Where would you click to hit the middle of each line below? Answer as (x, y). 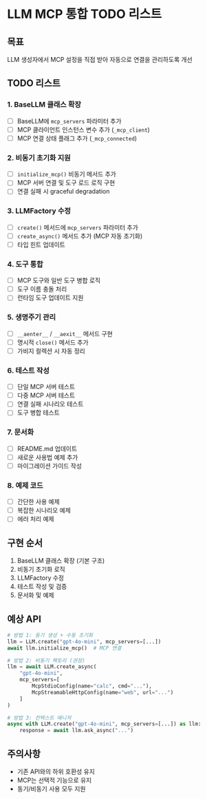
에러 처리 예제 (35, 519)
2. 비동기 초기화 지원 (39, 158)
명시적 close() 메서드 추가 (53, 342)
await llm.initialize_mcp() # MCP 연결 (64, 648)
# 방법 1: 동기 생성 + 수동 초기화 (50, 635)
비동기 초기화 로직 (41, 570)
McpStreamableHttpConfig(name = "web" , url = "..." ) (103, 692)
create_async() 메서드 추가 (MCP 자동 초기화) (80, 236)
